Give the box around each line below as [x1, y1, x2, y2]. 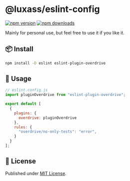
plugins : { [14, 110, 37, 115]
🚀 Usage [5, 74, 31, 83]
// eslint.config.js [5, 87, 48, 93]
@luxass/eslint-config [5, 3, 100, 15]
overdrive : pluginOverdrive [18, 115, 77, 120]
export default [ [5, 101, 41, 106]
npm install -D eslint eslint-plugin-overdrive [5, 60, 106, 65]
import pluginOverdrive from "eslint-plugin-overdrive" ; [5, 92, 126, 97]
